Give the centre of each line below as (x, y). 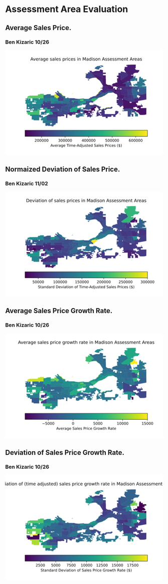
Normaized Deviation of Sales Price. (63, 169)
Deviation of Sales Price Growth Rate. (65, 453)
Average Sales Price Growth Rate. (59, 311)
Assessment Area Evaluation (67, 9)
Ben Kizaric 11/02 (27, 183)
